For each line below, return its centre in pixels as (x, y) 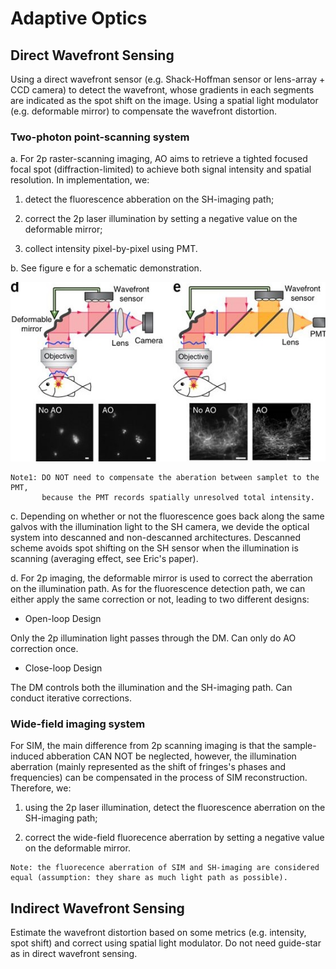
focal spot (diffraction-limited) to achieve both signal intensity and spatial (161, 169)
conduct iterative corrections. (71, 698)
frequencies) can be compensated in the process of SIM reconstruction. (159, 778)
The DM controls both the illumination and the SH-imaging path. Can (151, 687)
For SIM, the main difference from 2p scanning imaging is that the (145, 746)
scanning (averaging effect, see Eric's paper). (104, 558)
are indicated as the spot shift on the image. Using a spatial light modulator (164, 100)
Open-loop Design (63, 618)
